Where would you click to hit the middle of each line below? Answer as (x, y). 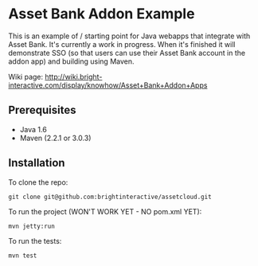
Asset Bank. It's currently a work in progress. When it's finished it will (122, 44)
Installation (37, 163)
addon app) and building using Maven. (71, 61)
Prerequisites (42, 110)
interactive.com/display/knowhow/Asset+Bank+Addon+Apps (108, 85)
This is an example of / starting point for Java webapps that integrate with (129, 36)
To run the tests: (35, 241)
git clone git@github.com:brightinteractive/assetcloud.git (110, 197)
